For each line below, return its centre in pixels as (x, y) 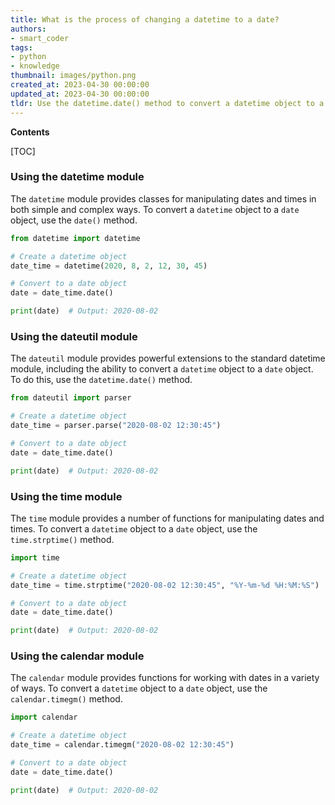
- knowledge (35, 66)
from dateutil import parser (71, 398)
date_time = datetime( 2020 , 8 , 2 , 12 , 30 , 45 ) (109, 266)
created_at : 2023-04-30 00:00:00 (80, 85)
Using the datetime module (77, 177)
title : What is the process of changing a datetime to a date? (145, 19)
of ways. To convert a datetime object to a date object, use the (139, 688)
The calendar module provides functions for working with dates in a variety (165, 678)
